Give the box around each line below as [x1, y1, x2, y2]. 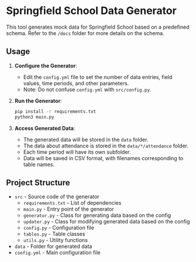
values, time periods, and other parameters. [23, 80, 129, 87]
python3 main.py [14, 114, 54, 120]
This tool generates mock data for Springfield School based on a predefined [6, 23, 190, 30]
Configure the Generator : [14, 62, 77, 69]
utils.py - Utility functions [23, 237, 88, 244]
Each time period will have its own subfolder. [23, 148, 131, 156]
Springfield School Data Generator [6, 4, 177, 18]
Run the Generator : [14, 97, 63, 104]
